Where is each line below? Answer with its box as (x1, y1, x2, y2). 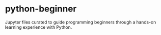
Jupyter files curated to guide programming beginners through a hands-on (5, 19, 156, 25)
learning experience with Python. (5, 24, 72, 30)
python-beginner (5, 3, 77, 14)
